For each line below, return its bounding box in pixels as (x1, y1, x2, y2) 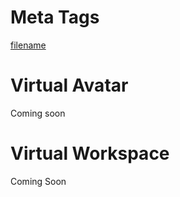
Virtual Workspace (10, 142, 170, 165)
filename (10, 39, 47, 51)
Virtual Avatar (10, 74, 129, 97)
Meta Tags (10, 6, 100, 29)
